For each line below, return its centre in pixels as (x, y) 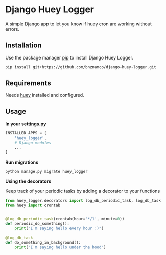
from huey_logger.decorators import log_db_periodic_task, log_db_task (83, 200)
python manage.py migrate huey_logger (46, 171)
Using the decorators (28, 181)
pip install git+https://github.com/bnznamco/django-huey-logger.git (81, 67)
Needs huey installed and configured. (45, 95)
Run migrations (22, 162)
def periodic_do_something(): (38, 224)
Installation (23, 45)
